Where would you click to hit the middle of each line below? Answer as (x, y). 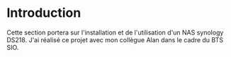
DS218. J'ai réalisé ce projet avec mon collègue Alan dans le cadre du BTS (115, 39)
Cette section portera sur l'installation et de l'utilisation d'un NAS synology (115, 32)
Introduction (44, 13)
